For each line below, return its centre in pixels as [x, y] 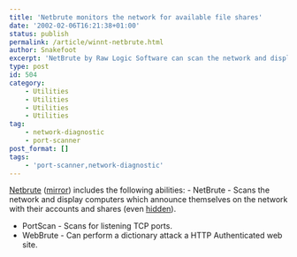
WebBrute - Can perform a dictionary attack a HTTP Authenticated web [152, 236]
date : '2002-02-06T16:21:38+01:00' [75, 26]
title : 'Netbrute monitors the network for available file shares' [136, 17]
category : [27, 83]
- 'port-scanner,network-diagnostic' [95, 165]
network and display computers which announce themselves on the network [148, 200]
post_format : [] [39, 148]
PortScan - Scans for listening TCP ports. [97, 226]
